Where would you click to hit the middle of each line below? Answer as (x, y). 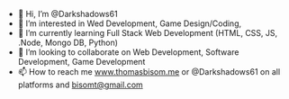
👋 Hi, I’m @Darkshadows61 (68, 14)
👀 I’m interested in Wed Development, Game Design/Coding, (130, 23)
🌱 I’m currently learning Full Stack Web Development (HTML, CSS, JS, (148, 33)
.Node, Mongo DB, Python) (68, 42)
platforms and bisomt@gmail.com (81, 85)
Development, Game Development (81, 62)
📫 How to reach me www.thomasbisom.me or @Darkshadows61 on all (149, 72)
